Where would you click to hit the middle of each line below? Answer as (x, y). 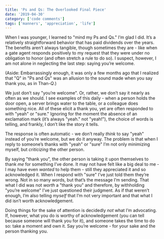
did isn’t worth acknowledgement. (40, 201)
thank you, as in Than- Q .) (31, 84)
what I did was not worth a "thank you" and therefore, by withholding (75, 185)
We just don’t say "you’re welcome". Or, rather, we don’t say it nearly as (77, 93)
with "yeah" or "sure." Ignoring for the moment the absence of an (71, 114)
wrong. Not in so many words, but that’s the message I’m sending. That (77, 180)
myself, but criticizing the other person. (45, 149)
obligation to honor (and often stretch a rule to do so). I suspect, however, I (81, 58)
